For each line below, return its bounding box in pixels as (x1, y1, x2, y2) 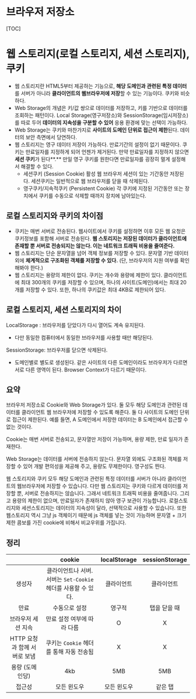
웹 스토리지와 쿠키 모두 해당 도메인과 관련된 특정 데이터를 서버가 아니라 (6, 475, 166, 483)
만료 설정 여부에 (45, 615, 87, 623)
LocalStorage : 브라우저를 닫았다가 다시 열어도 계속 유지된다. (6, 321, 145, 328)
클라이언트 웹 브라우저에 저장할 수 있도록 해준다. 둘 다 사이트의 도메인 (21, 409, 179, 416)
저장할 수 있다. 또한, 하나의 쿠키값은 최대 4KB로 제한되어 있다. (25, 286, 166, 293)
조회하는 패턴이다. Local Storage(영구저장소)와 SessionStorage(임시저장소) (14, 112, 188, 119)
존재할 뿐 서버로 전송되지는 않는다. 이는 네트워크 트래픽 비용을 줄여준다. (14, 242, 175, 249)
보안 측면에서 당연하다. (25, 133, 78, 140)
